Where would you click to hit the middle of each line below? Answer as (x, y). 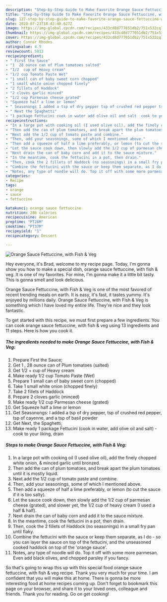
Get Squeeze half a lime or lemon (47, 407)
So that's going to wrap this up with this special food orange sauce (74, 567)
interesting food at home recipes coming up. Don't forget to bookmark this (82, 583)
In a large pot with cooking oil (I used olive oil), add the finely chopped (84, 457)
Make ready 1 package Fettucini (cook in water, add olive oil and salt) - (85, 428)
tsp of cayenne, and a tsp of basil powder (55, 418)
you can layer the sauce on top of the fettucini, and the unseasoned (82, 542)
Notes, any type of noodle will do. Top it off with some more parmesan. (85, 552)
